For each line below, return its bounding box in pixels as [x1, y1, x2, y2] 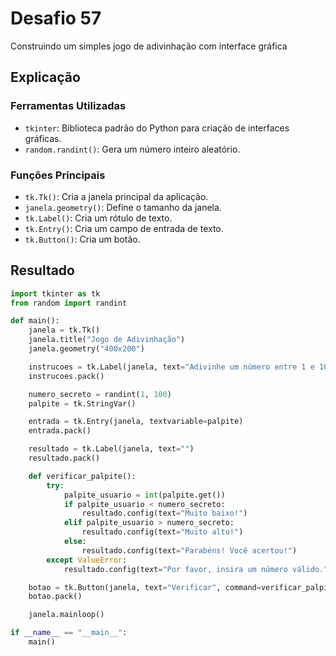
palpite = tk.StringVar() [28, 398, 137, 409]
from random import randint [10, 298, 128, 308]
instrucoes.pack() [28, 371, 105, 381]
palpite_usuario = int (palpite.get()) [63, 490, 226, 500]
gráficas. [24, 132, 62, 144]
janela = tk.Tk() [28, 325, 101, 336]
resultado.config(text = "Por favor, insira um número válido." [63, 564, 329, 574]
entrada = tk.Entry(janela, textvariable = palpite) [28, 417, 244, 427]
